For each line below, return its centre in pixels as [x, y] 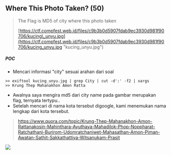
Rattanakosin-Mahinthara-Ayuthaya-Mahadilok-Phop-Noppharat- [87, 126]
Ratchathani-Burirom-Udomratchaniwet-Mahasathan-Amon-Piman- [89, 132]
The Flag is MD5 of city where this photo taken [67, 20]
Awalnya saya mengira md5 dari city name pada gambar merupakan [84, 95]
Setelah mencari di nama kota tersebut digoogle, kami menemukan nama [89, 106]
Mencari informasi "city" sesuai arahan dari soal [63, 72]
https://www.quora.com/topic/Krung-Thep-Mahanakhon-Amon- [85, 121]
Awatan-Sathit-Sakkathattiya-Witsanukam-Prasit [69, 137]
